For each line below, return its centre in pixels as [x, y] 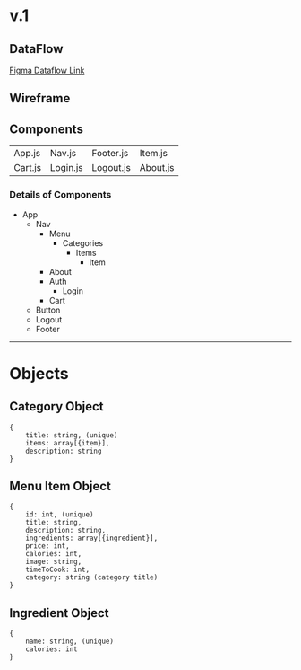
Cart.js [28, 168]
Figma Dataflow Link [47, 70]
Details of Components [60, 195]
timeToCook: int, [58, 570]
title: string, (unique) [72, 435]
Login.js [66, 168]
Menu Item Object [60, 486]
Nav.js [63, 154]
